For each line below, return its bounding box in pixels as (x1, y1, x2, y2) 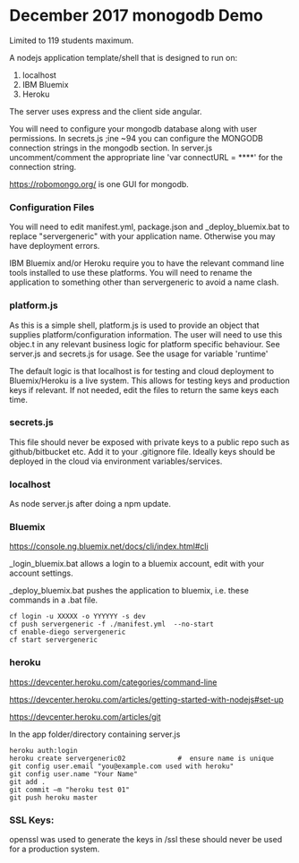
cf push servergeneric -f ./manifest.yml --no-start (9, 619, 215, 629)
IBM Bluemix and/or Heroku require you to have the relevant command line (9, 258, 285, 269)
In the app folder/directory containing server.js (9, 729, 181, 739)
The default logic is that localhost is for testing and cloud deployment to (9, 365, 275, 376)
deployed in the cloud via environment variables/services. (9, 456, 223, 466)
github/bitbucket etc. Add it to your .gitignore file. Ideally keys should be (9, 446, 276, 457)
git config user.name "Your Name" (9, 769, 139, 779)
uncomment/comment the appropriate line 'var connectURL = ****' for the (9, 151, 284, 162)
